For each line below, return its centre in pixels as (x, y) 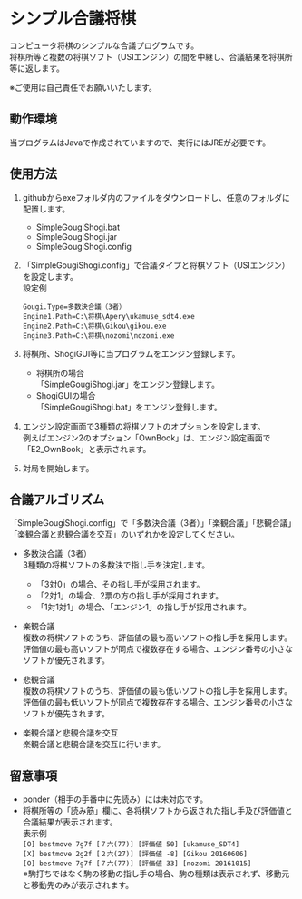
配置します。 (46, 209)
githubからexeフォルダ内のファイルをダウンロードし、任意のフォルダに (156, 197)
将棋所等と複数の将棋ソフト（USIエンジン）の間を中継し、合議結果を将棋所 (151, 56)
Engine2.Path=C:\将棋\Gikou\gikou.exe (94, 326)
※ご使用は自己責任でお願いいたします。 (83, 87)
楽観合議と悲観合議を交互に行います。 (94, 745)
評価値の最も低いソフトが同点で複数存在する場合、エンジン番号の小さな (157, 702)
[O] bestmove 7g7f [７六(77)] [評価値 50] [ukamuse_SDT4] (131, 845)
